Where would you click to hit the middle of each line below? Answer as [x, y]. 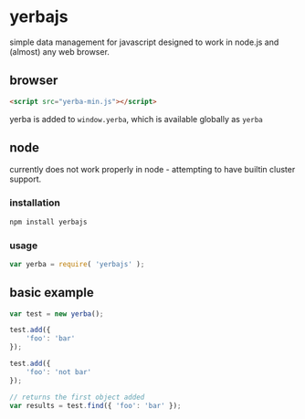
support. [26, 179]
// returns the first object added [77, 397]
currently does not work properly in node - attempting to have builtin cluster [152, 170]
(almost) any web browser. [59, 51]
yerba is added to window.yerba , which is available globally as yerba [136, 119]
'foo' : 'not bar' [59, 372]
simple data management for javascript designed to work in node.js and [144, 42]
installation [35, 203]
